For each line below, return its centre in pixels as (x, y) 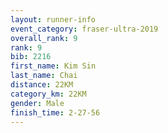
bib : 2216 (31, 57)
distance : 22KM (42, 85)
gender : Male (37, 103)
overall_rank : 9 (44, 38)
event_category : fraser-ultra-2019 (84, 29)
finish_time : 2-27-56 (55, 112)
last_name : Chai (44, 76)
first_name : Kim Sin (53, 66)
